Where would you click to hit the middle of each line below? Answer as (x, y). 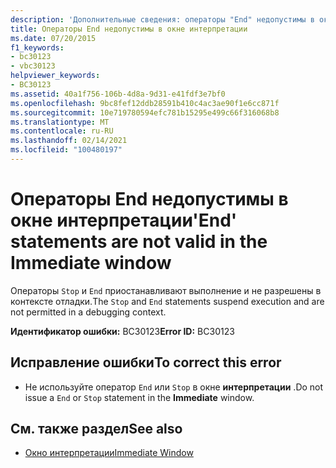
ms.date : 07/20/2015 (53, 38)
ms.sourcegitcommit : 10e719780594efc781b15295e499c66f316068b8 (145, 112)
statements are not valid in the (139, 242)
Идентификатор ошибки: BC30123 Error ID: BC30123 (122, 331)
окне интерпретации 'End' (124, 220)
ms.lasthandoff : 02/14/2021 (69, 141)
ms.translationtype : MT (60, 122)
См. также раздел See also (96, 429)
